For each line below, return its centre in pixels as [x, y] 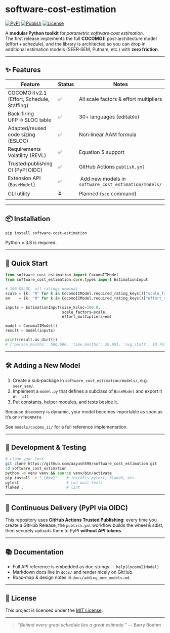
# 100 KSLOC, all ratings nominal [42, 289]
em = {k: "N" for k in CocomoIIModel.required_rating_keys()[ [75, 298]
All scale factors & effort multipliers [120, 99]
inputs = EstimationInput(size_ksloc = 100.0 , [53, 307]
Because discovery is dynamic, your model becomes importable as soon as [84, 411]
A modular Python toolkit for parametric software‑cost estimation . [75, 33]
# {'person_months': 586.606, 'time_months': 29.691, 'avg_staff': [78, 344]
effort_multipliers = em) [87, 317]
